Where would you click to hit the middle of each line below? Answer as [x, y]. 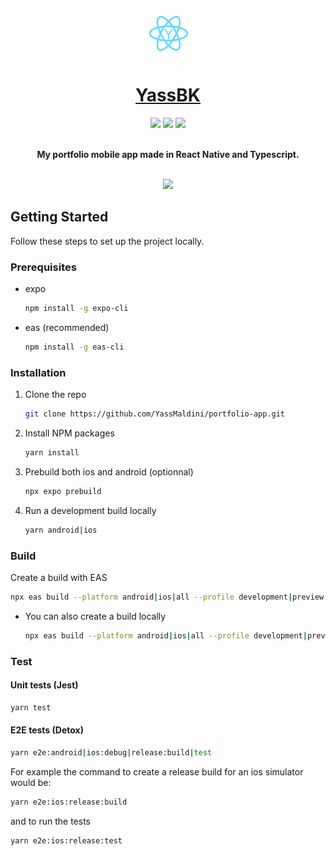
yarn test [31, 707]
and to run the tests [50, 821]
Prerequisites [43, 267]
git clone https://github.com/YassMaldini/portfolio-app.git [155, 414]
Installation [38, 372]
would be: [31, 782]
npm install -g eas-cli [74, 347]
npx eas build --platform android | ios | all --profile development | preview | [169, 597]
